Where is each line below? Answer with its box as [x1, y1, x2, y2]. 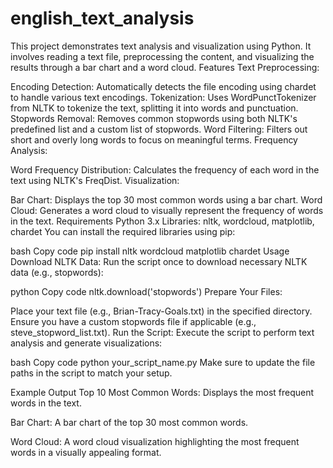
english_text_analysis [10, 7, 195, 30]
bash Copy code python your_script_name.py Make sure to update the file [10, 356, 316, 368]
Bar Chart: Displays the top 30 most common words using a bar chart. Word [10, 193, 323, 206]
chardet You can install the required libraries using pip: [10, 225, 236, 237]
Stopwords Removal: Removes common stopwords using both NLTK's [10, 112, 298, 124]
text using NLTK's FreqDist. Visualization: [10, 174, 180, 186]
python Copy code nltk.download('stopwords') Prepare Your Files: [10, 285, 283, 297]
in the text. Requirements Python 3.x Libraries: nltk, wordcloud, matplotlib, [10, 215, 315, 227]
